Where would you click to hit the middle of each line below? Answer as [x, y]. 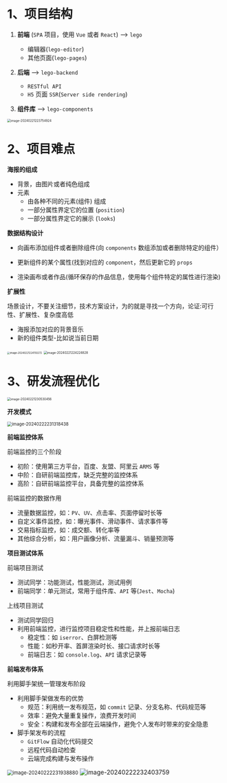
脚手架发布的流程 [41, 732]
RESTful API [44, 87]
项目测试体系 [25, 553]
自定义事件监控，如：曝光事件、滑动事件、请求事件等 [93, 521]
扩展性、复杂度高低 [46, 314]
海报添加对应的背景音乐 [50, 329]
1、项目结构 [40, 14]
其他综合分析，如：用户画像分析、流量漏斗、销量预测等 [95, 538]
